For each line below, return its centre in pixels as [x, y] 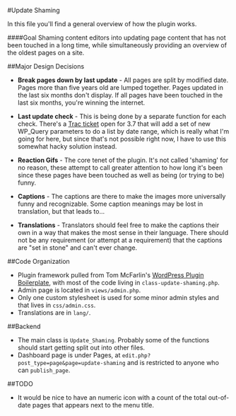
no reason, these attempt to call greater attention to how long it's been [120, 168]
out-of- [219, 398]
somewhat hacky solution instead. [67, 146]
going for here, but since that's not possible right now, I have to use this [122, 139]
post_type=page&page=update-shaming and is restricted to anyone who [118, 363]
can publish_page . [44, 370]
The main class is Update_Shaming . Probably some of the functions [113, 340]
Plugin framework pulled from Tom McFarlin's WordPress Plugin [111, 275]
